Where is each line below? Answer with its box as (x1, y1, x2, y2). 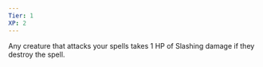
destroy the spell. (8, 49, 65, 59)
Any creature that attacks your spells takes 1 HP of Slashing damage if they (8, 41, 255, 50)
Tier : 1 (8, 11, 34, 20)
